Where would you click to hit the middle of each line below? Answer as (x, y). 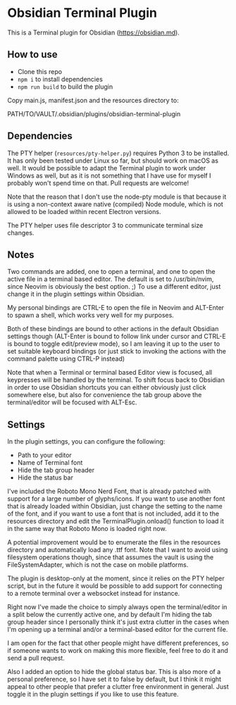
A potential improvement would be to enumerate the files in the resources (114, 542)
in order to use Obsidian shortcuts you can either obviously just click (107, 387)
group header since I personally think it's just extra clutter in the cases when (118, 622)
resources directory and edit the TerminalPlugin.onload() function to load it (116, 521)
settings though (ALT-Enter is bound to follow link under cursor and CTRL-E (117, 337)
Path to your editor (44, 455)
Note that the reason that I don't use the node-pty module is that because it (117, 196)
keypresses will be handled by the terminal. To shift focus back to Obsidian (116, 380)
